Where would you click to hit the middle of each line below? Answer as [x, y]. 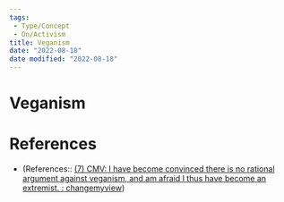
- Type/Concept [41, 26]
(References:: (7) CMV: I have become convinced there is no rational [148, 169]
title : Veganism [39, 42]
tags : [19, 17]
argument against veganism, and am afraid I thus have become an [144, 179]
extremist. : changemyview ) [73, 188]
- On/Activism [39, 34]
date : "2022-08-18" [46, 51]
